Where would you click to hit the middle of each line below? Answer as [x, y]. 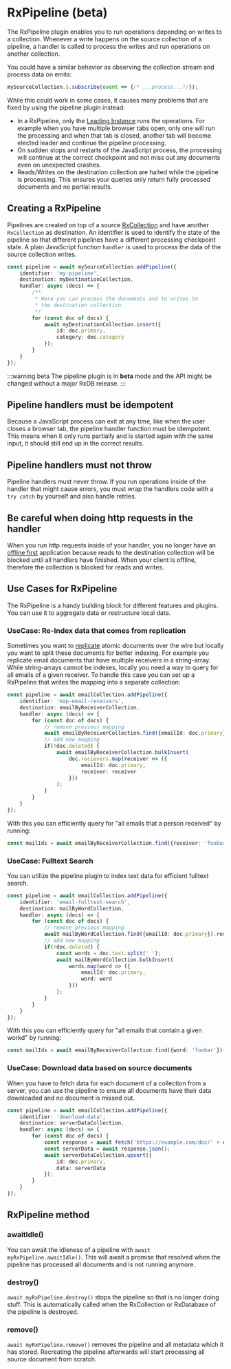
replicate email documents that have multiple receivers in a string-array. [109, 660]
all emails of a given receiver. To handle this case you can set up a [101, 675]
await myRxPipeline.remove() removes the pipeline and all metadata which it [115, 1345]
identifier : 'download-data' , [63, 1117]
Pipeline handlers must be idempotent [90, 405]
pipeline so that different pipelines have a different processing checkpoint [111, 240]
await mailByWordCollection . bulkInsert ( [115, 960]
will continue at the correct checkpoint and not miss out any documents [119, 157]
